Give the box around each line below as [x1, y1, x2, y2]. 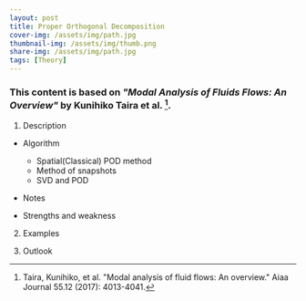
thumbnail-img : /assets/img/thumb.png [9, 38, 157, 48]
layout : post [9, 13, 59, 23]
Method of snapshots [36, 165, 117, 176]
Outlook [22, 245, 53, 256]
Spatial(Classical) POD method [36, 155, 152, 166]
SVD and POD [36, 174, 89, 185]
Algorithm [22, 138, 60, 149]
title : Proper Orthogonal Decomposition [9, 22, 166, 31]
